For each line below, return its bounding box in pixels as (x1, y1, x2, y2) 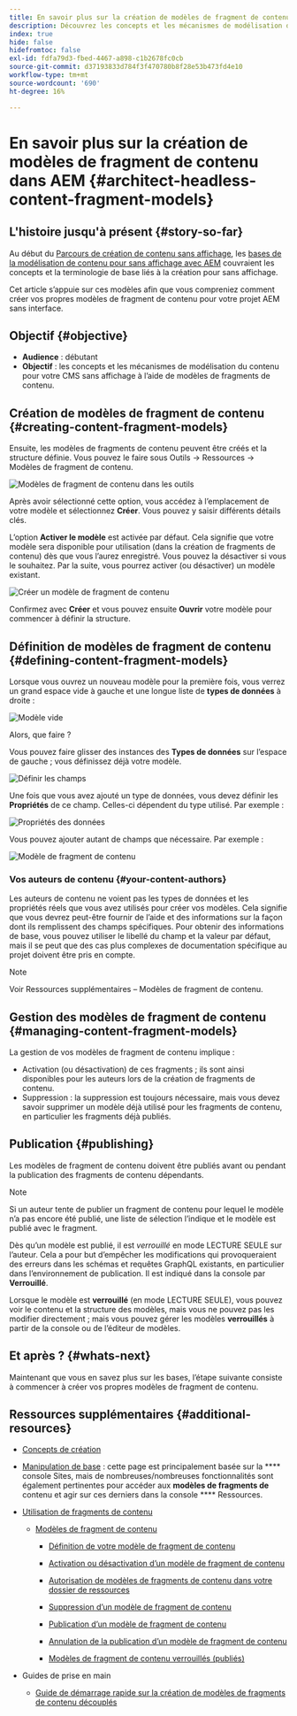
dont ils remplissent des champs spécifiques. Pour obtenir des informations (9, 921, 285, 932)
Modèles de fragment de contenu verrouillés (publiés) (48, 1653, 245, 1664)
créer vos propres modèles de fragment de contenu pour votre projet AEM (9, 293, 280, 304)
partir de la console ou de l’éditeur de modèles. (9, 1322, 181, 1333)
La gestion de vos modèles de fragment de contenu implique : (9, 1047, 235, 1058)
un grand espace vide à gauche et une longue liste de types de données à (9, 685, 281, 696)
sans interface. (9, 303, 64, 313)
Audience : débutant (21, 351, 99, 363)
